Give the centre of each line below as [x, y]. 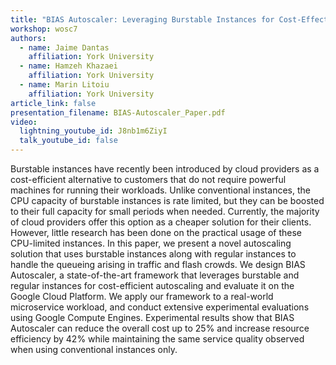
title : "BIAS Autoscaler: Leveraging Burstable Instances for [142, 19]
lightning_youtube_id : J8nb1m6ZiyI [93, 131]
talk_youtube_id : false [68, 141]
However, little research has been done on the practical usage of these [156, 232]
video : [24, 122]
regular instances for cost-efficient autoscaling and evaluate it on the [152, 285]
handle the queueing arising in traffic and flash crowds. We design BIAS [158, 264]
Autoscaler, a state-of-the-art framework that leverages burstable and [155, 275]
